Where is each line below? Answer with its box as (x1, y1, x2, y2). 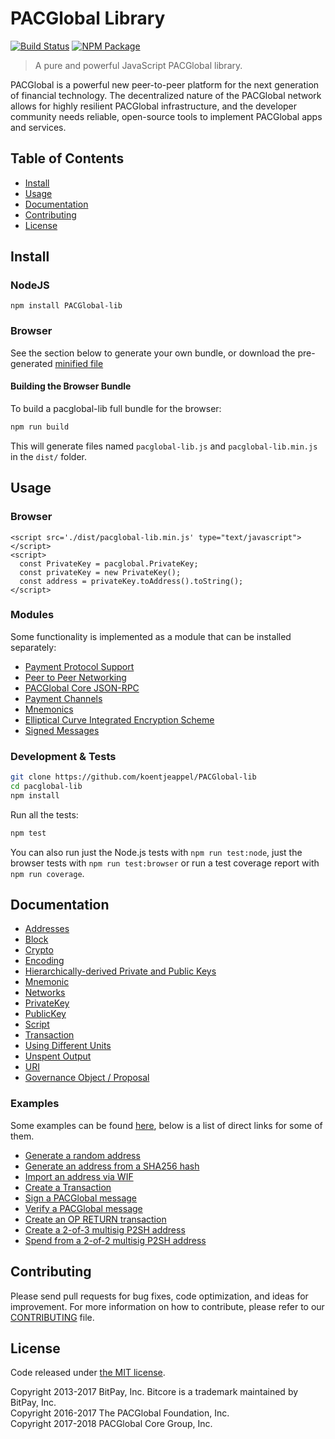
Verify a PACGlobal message (24, 1202, 143, 1214)
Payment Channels (24, 692, 103, 704)
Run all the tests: (10, 808, 79, 821)
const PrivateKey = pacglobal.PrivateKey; (19, 558, 199, 569)
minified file (54, 357, 104, 369)
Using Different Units (24, 1040, 112, 1052)
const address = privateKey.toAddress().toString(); (19, 576, 244, 586)
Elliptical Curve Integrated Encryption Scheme (24, 713, 215, 726)
